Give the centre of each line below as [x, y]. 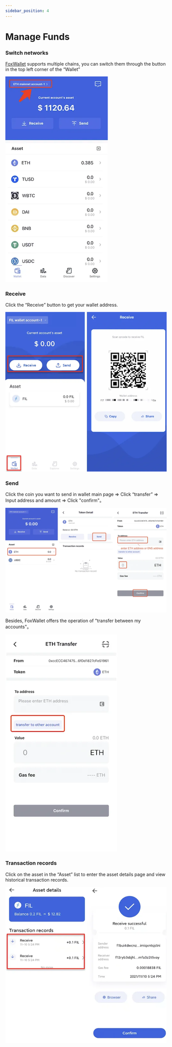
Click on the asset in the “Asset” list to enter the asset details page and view [85, 874]
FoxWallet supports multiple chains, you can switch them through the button [86, 64]
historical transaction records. [37, 880]
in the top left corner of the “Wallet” [43, 70]
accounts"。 [18, 627]
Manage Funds [38, 37]
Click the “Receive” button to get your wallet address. [62, 305]
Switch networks [27, 53]
